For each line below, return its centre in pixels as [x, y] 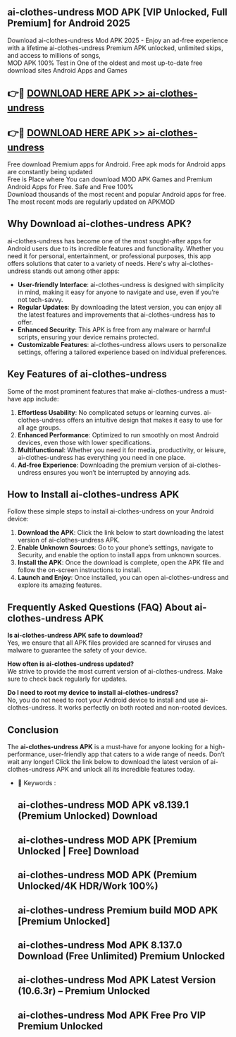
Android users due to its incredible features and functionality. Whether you [116, 248]
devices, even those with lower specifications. [85, 442]
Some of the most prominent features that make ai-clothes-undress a [108, 391]
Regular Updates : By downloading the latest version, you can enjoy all [119, 307]
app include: [41, 399]
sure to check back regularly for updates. [67, 679]
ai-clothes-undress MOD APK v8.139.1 [103, 805]
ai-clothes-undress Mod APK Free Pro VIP [112, 1015]
